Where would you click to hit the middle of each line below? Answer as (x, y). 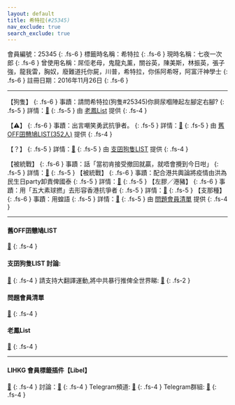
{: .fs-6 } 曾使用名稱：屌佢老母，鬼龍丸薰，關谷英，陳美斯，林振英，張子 (120, 63)
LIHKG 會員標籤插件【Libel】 (49, 370)
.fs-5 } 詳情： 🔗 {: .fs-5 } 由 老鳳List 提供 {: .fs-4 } (77, 111)
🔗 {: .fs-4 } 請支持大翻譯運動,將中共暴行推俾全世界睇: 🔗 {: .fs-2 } (99, 280)
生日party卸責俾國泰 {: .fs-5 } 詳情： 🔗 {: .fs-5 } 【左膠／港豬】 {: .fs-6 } (115, 181)
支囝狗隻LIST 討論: (34, 263)
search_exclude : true (39, 33)
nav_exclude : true (34, 27)
